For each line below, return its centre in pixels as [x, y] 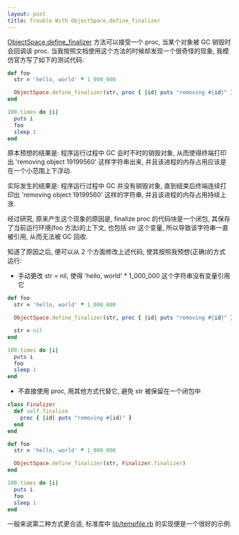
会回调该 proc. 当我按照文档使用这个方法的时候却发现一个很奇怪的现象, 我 [115, 51]
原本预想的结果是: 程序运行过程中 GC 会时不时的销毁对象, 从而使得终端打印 [117, 153]
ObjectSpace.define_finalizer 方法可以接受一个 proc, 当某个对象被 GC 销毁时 [119, 42]
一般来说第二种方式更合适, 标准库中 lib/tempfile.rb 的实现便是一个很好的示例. [119, 524]
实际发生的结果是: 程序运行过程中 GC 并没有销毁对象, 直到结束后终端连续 [114, 186]
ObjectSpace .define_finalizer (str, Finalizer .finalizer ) [100, 464]
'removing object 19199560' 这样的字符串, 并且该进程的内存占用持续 [121, 195]
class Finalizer [31, 405]
